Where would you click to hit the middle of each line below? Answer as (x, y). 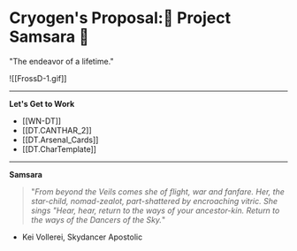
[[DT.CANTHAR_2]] (57, 130)
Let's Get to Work (42, 103)
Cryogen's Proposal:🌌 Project (120, 18)
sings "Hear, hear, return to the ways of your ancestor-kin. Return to (155, 210)
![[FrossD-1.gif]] (38, 78)
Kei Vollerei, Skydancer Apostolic (82, 237)
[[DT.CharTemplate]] (59, 148)
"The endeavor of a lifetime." (61, 61)
